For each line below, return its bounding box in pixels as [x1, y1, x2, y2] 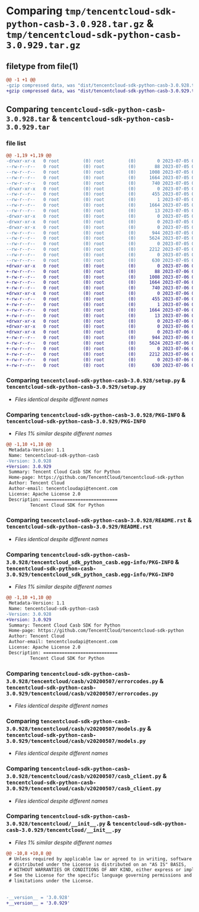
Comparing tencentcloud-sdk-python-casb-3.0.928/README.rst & [6, 516, 192, 525]
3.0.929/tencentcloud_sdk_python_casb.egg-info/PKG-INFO [6, 571, 174, 578]
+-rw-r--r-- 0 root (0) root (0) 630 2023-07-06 [6, 362, 190, 368]
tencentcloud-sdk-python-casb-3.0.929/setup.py [6, 384, 146, 390]
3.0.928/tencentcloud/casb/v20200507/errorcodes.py [6, 678, 159, 685]
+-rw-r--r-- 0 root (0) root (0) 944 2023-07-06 [6, 335, 190, 341]
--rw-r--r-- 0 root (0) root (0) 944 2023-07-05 [6, 230, 190, 236]
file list [6, 139, 27, 147]
